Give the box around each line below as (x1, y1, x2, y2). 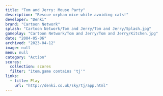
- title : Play (10, 78, 40, 83)
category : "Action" (5, 54, 47, 60)
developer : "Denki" (5, 17, 47, 22)
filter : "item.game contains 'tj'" (10, 69, 86, 74)
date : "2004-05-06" (5, 36, 47, 41)
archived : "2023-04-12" (5, 41, 56, 46)
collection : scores (10, 64, 51, 69)
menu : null (5, 50, 29, 55)
